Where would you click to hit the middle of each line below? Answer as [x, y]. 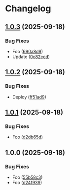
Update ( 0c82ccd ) [31, 57]
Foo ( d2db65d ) [28, 137]
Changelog [28, 9]
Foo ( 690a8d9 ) [28, 51]
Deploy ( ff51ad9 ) [29, 97]
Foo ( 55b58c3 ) [27, 177]
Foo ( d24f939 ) [27, 182]
